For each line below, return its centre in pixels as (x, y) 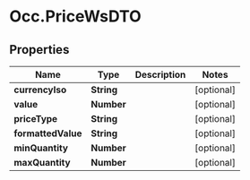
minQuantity (41, 148)
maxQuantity (42, 163)
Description (160, 75)
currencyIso (40, 90)
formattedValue (48, 133)
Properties (39, 50)
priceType (36, 119)
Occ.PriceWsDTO (75, 17)
